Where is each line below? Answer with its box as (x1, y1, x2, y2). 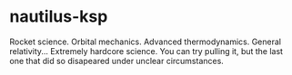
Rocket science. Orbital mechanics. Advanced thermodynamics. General (9, 36, 282, 47)
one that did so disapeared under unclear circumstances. (9, 55, 225, 66)
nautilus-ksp (9, 6, 108, 27)
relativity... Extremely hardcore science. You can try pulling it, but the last (9, 45, 284, 56)
